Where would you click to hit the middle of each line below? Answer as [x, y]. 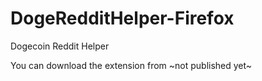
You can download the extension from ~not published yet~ [131, 65]
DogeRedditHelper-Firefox [122, 18]
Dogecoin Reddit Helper [60, 46]
